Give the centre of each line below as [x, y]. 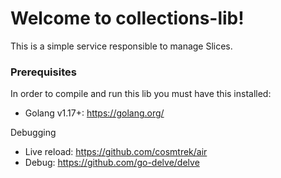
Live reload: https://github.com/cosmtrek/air [116, 152]
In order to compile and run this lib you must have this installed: [141, 94]
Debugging [33, 133]
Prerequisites [43, 72]
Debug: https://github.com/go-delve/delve [112, 163]
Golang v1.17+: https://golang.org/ [94, 113]
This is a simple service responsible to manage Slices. [121, 46]
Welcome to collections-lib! [127, 18]
